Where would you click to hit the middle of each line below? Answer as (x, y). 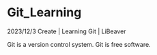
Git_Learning (44, 13)
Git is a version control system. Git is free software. (79, 44)
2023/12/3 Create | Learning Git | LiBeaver (67, 31)
